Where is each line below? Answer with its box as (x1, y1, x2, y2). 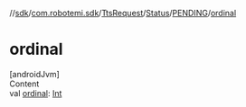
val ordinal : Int (9, 87, 62, 98)
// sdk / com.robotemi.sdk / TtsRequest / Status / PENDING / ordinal (9, 8, 237, 18)
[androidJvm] (9, 68, 61, 79)
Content (9, 78, 40, 89)
